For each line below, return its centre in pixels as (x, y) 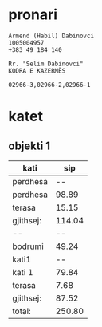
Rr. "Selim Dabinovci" (46, 64)
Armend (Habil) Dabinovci (51, 36)
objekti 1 (29, 146)
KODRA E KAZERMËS (37, 71)
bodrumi (28, 246)
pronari (33, 15)
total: (22, 311)
